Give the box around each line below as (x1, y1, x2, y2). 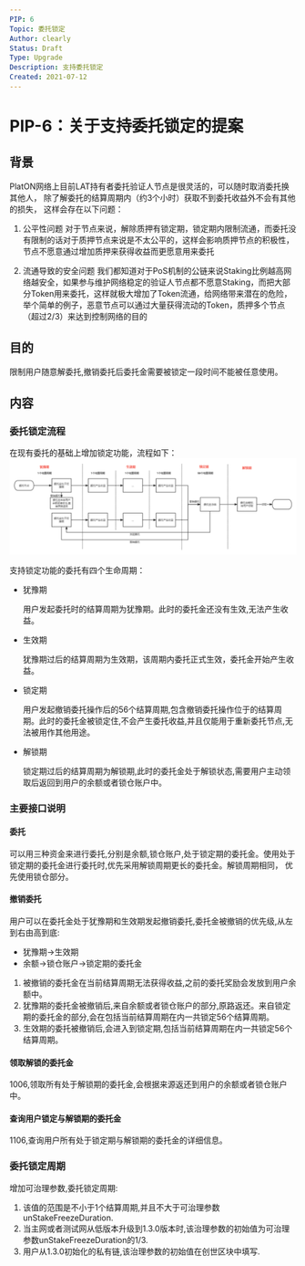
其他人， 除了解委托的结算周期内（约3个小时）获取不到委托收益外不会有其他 (9, 192, 296, 203)
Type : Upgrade (9, 53, 64, 63)
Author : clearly (9, 34, 71, 43)
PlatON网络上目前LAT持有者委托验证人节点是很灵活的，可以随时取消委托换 (9, 181, 290, 192)
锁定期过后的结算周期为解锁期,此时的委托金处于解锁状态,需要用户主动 (22, 765, 283, 776)
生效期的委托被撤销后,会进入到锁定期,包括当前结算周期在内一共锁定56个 (22, 1023, 293, 1034)
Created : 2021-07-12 (9, 73, 88, 82)
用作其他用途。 (38, 727, 96, 738)
